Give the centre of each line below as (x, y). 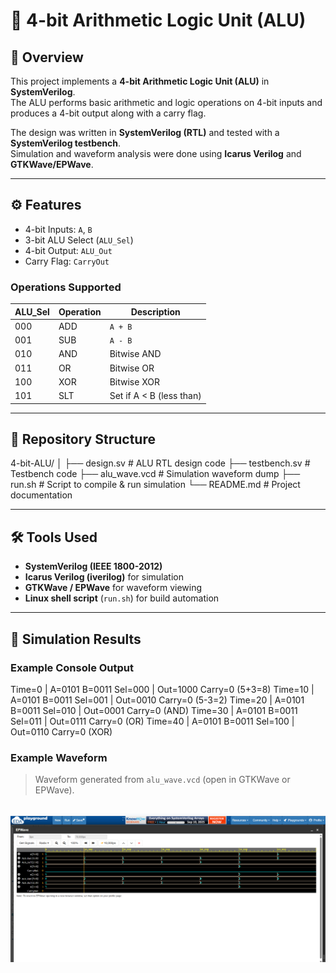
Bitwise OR (132, 368)
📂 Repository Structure (83, 439)
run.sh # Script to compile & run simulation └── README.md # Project (155, 485)
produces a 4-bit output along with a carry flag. (108, 113)
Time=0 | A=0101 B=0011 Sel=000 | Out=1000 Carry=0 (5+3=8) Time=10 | (162, 689)
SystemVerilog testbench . (66, 143)
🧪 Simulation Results (76, 639)
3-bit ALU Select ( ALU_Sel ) (79, 240)
